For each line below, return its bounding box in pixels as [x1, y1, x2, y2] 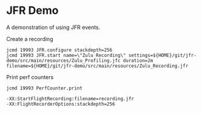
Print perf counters [6, 73, 54, 80]
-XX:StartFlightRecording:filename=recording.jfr [6, 95, 135, 102]
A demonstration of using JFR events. [6, 24, 101, 31]
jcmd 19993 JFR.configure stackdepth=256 [6, 47, 113, 53]
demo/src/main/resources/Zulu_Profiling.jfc [6, 57, 121, 63]
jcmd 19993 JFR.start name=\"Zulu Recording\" [6, 52, 126, 58]
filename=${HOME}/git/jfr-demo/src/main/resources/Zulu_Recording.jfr [6, 63, 189, 69]
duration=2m [123, 57, 153, 63]
